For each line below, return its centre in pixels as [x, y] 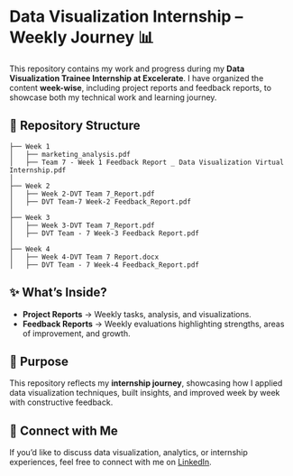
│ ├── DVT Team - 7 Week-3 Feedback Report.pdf [105, 233]
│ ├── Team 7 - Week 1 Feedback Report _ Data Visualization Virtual [146, 162]
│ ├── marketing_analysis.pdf [70, 154]
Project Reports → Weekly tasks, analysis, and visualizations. [137, 314]
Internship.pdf [38, 170]
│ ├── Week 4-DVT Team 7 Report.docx [84, 257]
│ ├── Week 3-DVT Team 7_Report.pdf [82, 225]
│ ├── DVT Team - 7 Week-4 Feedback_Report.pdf [105, 265]
